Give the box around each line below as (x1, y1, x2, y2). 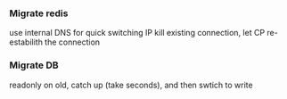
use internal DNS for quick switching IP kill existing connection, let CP (9, 28, 266, 38)
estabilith (9, 37, 43, 47)
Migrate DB (9, 59, 60, 71)
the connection (44, 37, 101, 47)
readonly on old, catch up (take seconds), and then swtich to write (9, 79, 253, 90)
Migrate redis (9, 7, 69, 20)
